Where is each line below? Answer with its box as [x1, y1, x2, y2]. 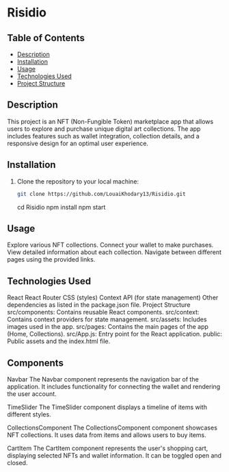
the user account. [7, 389, 57, 398]
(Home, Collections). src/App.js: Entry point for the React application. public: [7, 330, 222, 338]
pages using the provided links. [7, 256, 96, 264]
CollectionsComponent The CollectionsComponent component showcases [7, 423, 217, 432]
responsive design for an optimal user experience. [7, 139, 149, 147]
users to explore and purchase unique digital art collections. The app [7, 125, 201, 133]
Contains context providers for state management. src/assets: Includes [7, 315, 207, 323]
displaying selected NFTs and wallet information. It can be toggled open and [7, 451, 222, 460]
